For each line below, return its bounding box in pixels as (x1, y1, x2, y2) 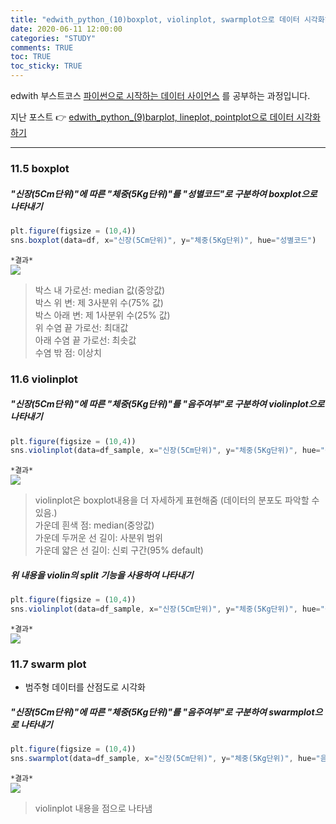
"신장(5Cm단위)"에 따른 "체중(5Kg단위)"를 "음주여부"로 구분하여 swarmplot (10, 706, 315, 718)
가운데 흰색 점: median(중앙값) (34, 519, 155, 531)
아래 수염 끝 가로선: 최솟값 (34, 334, 137, 346)
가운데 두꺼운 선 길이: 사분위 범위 (34, 532, 163, 544)
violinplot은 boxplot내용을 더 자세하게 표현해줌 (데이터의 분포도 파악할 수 (34, 494, 320, 506)
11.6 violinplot (10, 372, 78, 386)
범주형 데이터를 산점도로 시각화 (24, 681, 146, 693)
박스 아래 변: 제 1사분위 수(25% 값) (34, 309, 171, 321)
